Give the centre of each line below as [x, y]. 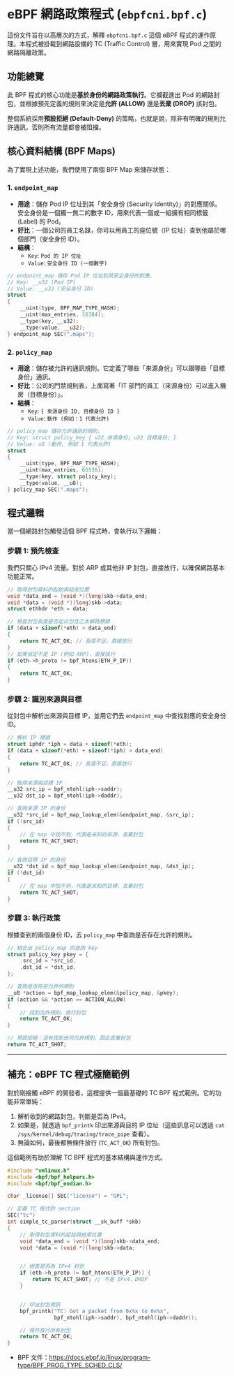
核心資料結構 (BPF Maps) [62, 151]
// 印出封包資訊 [40, 1304]
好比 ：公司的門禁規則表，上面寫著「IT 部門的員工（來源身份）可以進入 [119, 386]
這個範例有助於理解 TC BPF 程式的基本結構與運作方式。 [87, 1157]
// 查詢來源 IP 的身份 [37, 808]
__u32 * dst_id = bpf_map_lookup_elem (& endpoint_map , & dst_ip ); [101, 867]
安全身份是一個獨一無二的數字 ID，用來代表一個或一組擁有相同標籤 [113, 212]
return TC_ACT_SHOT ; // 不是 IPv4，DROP [90, 1280]
